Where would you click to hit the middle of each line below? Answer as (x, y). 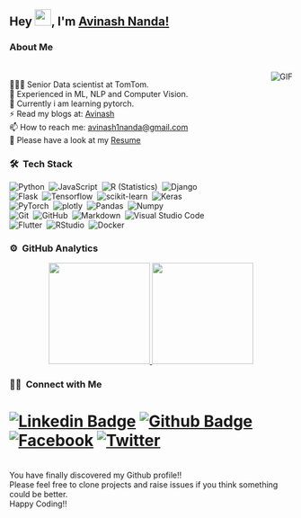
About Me (31, 48)
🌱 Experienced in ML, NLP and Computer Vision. (99, 94)
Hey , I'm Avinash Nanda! (89, 22)
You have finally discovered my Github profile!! (96, 475)
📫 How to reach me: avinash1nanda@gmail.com (99, 127)
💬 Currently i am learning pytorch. (72, 103)
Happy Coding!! (38, 504)
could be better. (39, 495)
